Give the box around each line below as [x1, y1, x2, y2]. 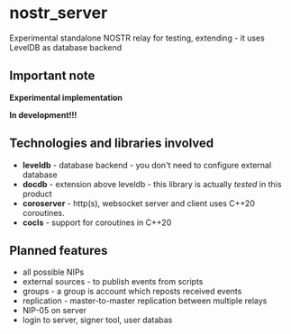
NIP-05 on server [22, 305, 87, 316]
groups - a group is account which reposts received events [22, 286, 242, 297]
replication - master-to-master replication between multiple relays [22, 295, 268, 306]
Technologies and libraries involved [9, 136, 214, 151]
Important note [9, 68, 95, 84]
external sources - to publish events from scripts [22, 276, 204, 287]
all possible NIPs [22, 266, 85, 277]
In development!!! [9, 109, 77, 120]
